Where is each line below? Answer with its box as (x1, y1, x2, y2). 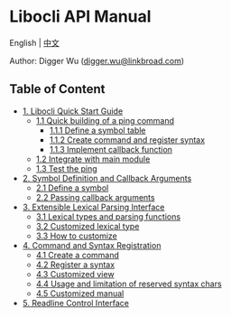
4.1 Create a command (35, 249, 120, 260)
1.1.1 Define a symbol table (49, 125, 146, 135)
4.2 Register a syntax (35, 259, 115, 270)
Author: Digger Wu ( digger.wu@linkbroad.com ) (9, 55, 185, 66)
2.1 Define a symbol (35, 182, 109, 193)
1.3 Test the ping (35, 163, 97, 173)
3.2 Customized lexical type (35, 220, 140, 231)
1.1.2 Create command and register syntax (49, 134, 206, 145)
